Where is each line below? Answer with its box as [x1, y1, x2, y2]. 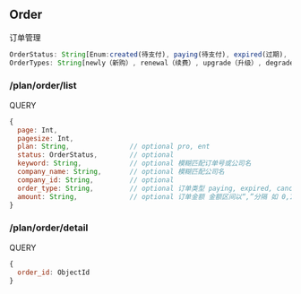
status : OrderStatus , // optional [17, 151, 175, 160]
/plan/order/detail [9, 221, 89, 234]
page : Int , [17, 125, 58, 134]
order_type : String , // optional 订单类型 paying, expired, [17, 184, 273, 193]
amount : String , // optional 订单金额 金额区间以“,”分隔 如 [17, 192, 279, 201]
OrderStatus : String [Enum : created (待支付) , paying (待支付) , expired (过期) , [9, 49, 288, 59]
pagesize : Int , [17, 134, 74, 143]
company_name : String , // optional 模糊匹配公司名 [17, 168, 225, 177]
